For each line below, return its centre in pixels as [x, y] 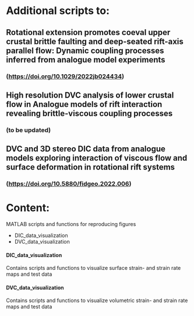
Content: [28, 208]
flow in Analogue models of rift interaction [84, 104]
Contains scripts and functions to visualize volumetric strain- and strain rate [97, 301]
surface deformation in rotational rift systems [91, 167]
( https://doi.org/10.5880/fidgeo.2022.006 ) [69, 184]
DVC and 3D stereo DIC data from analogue [86, 149]
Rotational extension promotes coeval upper [88, 32]
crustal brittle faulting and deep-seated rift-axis [95, 41]
